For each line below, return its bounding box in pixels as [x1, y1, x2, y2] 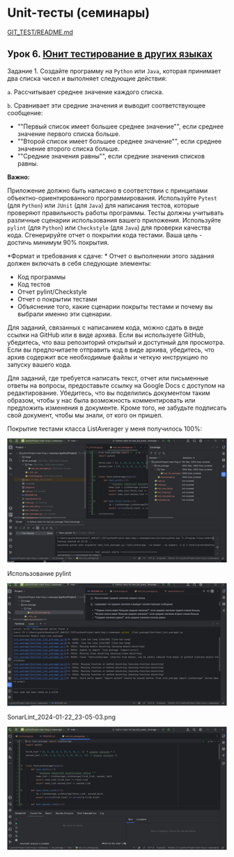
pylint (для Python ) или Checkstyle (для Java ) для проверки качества [7, 223, 211, 232]
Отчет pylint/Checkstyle [17, 288, 87, 296]
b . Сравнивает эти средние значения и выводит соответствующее [7, 101, 206, 110]
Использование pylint [7, 569, 72, 578]
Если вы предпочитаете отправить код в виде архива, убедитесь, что [7, 345, 214, 354]
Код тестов [17, 280, 51, 288]
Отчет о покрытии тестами [17, 295, 97, 303]
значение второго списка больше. [17, 144, 120, 153]
